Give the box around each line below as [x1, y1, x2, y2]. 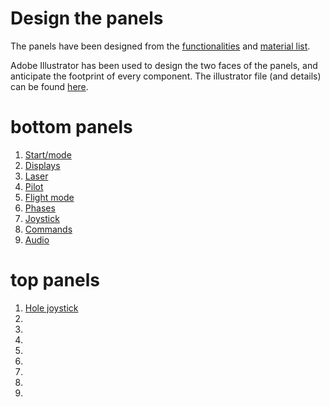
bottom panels [10, 116, 133, 139]
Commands [24, 223, 73, 235]
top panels [10, 269, 100, 292]
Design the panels [10, 7, 164, 30]
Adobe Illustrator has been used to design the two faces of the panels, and [10, 59, 318, 71]
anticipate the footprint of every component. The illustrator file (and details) [10, 70, 322, 82]
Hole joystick [24, 302, 79, 314]
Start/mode [24, 148, 72, 161]
